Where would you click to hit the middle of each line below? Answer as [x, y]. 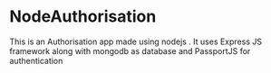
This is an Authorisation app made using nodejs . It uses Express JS [136, 41]
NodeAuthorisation [83, 17]
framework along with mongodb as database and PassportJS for [130, 50]
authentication [36, 60]
